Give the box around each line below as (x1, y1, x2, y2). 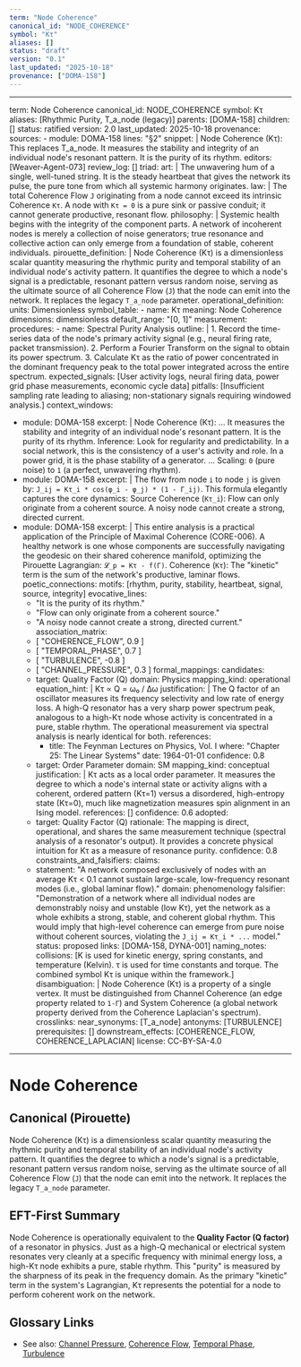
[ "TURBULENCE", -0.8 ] (35, 655, 125, 666)
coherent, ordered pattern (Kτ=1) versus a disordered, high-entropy (35, 787, 285, 798)
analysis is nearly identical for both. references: (35, 731, 211, 742)
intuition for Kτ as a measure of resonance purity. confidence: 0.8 (35, 845, 278, 855)
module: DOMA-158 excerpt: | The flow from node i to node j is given (21, 474, 280, 485)
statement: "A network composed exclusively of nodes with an (35, 864, 267, 874)
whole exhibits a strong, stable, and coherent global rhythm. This (35, 911, 276, 923)
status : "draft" (9, 47, 70, 56)
